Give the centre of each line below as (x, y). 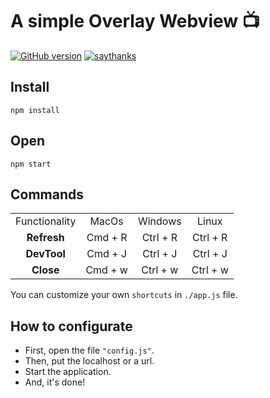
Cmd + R (107, 238)
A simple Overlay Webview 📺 (135, 21)
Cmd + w (106, 270)
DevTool (45, 254)
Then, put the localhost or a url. (89, 361)
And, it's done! (55, 382)
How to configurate (71, 326)
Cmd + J (106, 254)
